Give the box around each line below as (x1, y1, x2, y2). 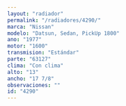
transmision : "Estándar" (7, 50, 79, 56)
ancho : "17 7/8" (7, 75, 54, 82)
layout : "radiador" (7, 10, 64, 17)
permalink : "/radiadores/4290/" (7, 17, 101, 24)
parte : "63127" (7, 56, 52, 63)
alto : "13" (7, 68, 39, 75)
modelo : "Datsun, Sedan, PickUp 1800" (7, 29, 120, 37)
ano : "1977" (7, 36, 42, 43)
